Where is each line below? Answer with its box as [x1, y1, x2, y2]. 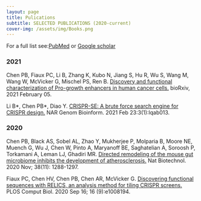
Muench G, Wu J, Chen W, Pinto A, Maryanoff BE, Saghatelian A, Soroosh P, [6, 143, 196, 151]
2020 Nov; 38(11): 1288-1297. [6, 163, 79, 170]
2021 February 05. [6, 90, 52, 97]
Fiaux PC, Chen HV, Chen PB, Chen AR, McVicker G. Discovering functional [6, 175, 194, 182]
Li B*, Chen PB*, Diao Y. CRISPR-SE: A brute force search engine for [6, 102, 179, 110]
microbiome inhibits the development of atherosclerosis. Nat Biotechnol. [6, 157, 186, 164]
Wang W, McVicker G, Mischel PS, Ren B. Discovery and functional [6, 77, 173, 85]
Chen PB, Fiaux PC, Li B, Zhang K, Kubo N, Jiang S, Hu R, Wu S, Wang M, [6, 71, 189, 79]
